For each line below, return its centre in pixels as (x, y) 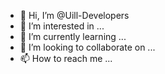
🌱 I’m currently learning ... (73, 36)
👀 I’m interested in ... (62, 26)
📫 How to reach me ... (66, 58)
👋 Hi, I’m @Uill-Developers (74, 15)
